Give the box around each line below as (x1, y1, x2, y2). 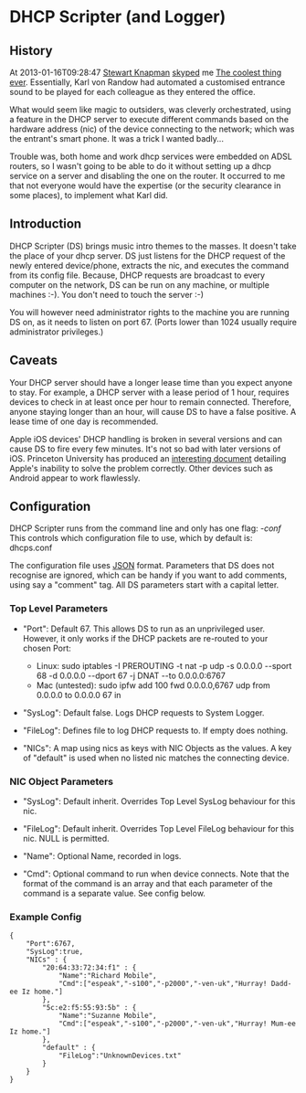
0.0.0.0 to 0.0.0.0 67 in (36, 689, 121, 700)
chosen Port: (22, 642, 71, 653)
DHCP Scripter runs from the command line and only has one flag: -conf (9, 523, 281, 534)
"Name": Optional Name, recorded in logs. (22, 851, 182, 862)
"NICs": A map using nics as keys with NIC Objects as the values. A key (22, 742, 292, 753)
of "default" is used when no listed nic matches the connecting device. (22, 752, 290, 763)
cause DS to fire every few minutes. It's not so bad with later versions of (9, 443, 281, 454)
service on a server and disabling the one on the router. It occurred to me (9, 171, 286, 181)
